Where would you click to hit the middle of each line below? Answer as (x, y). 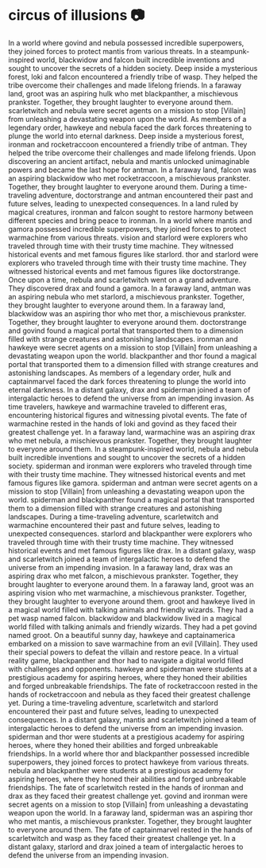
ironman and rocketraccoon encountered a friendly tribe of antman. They (128, 144)
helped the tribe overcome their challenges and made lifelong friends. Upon (132, 153)
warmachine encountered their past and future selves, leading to (114, 525)
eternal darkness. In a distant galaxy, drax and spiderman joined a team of (129, 389)
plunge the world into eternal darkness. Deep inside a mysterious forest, (126, 135)
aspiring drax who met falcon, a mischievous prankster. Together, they (123, 576)
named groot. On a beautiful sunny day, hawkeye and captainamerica (122, 635)
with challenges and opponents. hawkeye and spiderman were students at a (133, 669)
